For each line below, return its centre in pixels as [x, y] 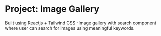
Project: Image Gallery [52, 9]
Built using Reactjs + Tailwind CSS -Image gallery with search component [80, 23]
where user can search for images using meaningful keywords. [70, 28]
